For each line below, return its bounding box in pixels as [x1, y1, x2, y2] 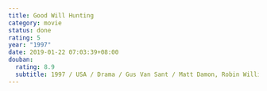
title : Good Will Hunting [8, 11, 94, 20]
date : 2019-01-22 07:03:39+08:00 [8, 48, 119, 56]
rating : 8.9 [15, 63, 56, 71]
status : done [8, 26, 52, 34]
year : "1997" [8, 41, 52, 49]
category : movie [8, 19, 62, 27]
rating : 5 [8, 33, 41, 42]
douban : [8, 56, 34, 64]
